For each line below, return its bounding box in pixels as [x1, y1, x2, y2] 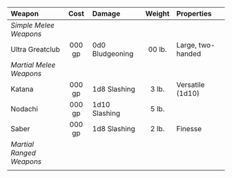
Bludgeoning [92, 49, 134, 58]
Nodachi [10, 104, 38, 113]
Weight [145, 9, 170, 18]
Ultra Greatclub [10, 45, 61, 54]
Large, [175, 41, 197, 50]
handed [175, 49, 202, 58]
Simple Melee [10, 21, 55, 30]
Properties [175, 9, 212, 18]
